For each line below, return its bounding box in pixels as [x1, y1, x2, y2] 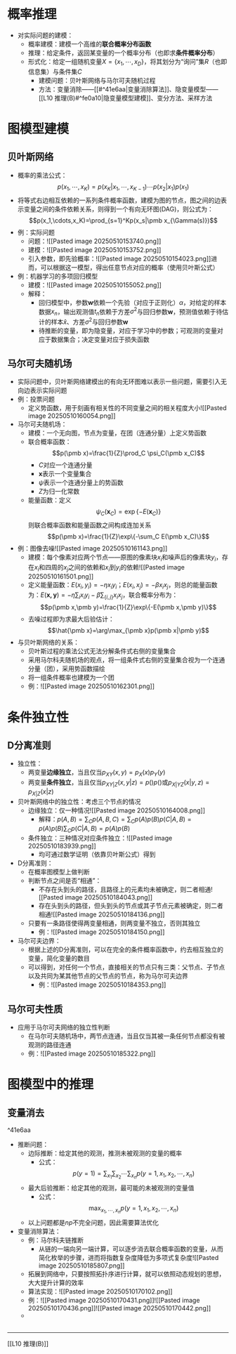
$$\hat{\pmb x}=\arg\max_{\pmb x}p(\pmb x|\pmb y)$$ [48, 626, 209, 635]
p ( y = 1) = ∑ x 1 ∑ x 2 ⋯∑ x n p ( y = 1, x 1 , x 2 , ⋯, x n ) [72, 1169, 195, 1181]
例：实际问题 [17, 228, 55, 236]
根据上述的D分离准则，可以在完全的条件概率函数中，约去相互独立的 [27, 945, 223, 954]
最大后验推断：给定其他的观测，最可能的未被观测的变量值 [27, 1184, 195, 1192]
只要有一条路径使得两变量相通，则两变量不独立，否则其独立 [27, 919, 201, 928]
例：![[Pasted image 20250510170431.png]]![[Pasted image [27, 1296, 200, 1305]
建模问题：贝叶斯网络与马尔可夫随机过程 [38, 76, 156, 84]
